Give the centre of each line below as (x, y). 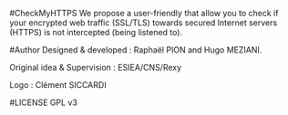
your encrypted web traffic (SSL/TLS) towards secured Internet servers (144, 23)
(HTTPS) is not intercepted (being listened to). (96, 32)
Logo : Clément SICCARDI (58, 85)
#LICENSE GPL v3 (43, 102)
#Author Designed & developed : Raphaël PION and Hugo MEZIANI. (136, 50)
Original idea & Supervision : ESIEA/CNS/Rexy (96, 67)
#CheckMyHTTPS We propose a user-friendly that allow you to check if (144, 13)
